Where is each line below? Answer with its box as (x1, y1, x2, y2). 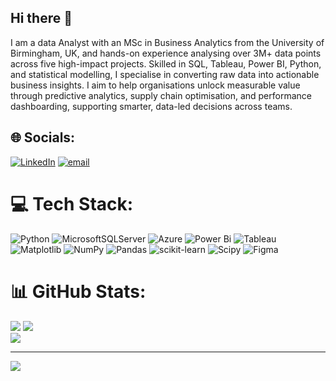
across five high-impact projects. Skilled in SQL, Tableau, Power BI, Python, (10, 57, 322, 70)
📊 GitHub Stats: (10, 280, 147, 303)
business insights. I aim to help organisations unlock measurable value (10, 79, 301, 91)
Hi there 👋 (10, 10, 73, 27)
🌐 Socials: (10, 129, 76, 146)
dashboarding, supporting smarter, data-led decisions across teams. (10, 100, 293, 112)
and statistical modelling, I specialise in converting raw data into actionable (10, 68, 320, 80)
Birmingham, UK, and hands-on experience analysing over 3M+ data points (10, 47, 322, 59)
